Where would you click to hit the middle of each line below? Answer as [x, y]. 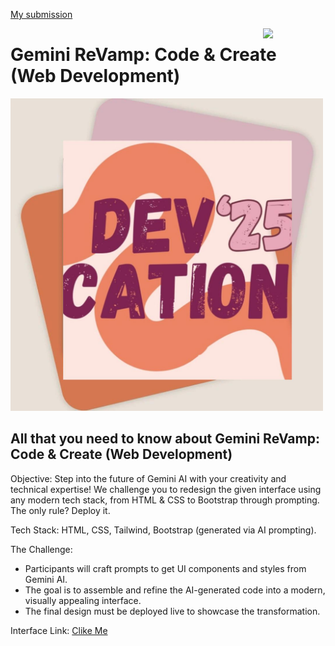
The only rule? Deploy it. [60, 510]
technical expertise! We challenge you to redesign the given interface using [166, 489]
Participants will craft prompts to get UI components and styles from [165, 568]
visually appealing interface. [83, 600]
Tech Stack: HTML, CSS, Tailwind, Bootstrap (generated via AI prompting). [163, 530]
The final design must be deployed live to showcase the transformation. [172, 611]
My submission [41, 14]
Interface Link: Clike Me [59, 630]
